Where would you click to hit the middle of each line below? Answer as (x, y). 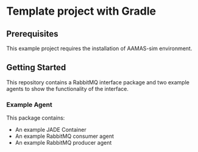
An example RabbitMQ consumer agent (64, 136)
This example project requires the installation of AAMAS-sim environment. (99, 48)
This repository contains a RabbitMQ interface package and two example (98, 82)
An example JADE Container (51, 130)
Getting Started (36, 67)
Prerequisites (32, 34)
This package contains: (36, 118)
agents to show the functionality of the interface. (68, 89)
